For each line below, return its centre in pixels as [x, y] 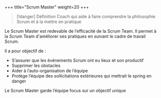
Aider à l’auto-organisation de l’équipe [50, 71]
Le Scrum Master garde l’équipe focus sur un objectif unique [65, 90]
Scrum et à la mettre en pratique [49, 22]
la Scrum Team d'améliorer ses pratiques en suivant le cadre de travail [75, 36]
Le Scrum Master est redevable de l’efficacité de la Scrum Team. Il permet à [80, 31]
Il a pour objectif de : [25, 51]
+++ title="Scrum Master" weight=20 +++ [47, 7]
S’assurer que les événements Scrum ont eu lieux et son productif [78, 60]
